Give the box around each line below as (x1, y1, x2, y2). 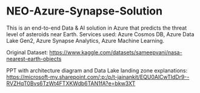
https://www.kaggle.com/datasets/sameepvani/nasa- (49, 48, 183, 56)
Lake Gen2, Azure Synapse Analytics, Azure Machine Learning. (6, 37, 165, 44)
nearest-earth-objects (6, 55, 62, 62)
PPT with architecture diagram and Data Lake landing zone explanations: (6, 66, 188, 74)
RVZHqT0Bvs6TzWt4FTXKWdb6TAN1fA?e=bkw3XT (6, 80, 136, 87)
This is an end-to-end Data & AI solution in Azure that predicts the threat (6, 24, 187, 31)
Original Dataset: (6, 48, 48, 56)
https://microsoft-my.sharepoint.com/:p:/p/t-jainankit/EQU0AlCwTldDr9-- (6, 73, 190, 80)
